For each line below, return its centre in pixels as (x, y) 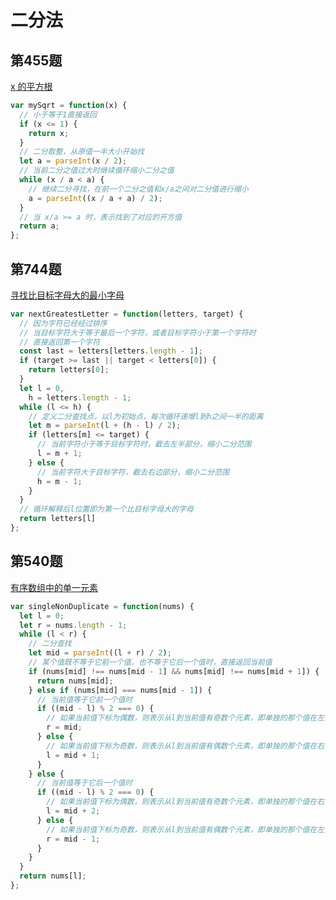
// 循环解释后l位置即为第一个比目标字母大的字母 (106, 509)
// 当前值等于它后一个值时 (84, 783)
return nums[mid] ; (75, 681)
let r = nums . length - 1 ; (73, 625)
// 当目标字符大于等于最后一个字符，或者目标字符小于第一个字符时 (138, 332)
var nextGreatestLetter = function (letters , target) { (127, 314)
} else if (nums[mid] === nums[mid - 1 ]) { (120, 690)
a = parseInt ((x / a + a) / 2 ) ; (95, 198)
